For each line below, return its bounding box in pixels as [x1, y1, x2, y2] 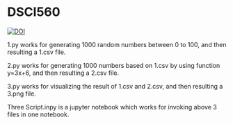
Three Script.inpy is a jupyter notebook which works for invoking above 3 [7, 103, 217, 111]
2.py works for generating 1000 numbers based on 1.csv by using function [7, 61, 220, 69]
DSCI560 [7, 4, 61, 20]
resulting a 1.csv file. [7, 48, 66, 56]
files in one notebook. [7, 110, 70, 118]
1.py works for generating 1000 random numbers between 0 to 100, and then [7, 40, 227, 48]
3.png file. [7, 89, 36, 98]
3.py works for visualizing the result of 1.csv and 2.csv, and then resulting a [7, 82, 223, 90]
